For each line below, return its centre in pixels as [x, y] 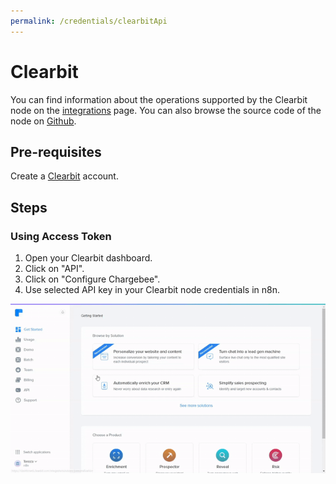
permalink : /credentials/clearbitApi [89, 21]
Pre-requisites [56, 151]
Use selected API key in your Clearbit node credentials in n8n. [152, 290]
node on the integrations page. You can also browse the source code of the [166, 110]
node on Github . [43, 121]
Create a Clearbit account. [64, 176]
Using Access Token [61, 236]
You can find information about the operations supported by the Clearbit [159, 99]
